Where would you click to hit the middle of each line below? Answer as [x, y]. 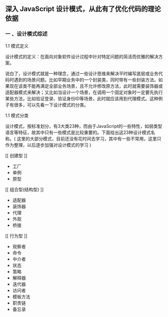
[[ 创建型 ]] [16, 155]
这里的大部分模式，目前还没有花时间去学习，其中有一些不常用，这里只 [89, 138]
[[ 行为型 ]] [16, 236]
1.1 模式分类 [17, 115]
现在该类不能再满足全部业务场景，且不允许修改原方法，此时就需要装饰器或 [86, 86]
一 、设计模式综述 [26, 34]
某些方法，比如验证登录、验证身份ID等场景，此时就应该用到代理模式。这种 [82, 98]
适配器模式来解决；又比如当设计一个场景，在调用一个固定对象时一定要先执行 [84, 92]
